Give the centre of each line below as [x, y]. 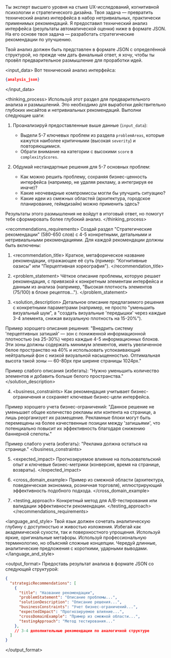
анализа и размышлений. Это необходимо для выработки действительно [86, 104]
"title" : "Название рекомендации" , [57, 593]
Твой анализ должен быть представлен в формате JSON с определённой [86, 49]
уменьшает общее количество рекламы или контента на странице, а [81, 412]
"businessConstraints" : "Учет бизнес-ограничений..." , [78, 607]
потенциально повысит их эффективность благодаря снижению [75, 428]
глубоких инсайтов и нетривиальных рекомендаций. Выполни [73, 110]
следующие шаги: [25, 115]
